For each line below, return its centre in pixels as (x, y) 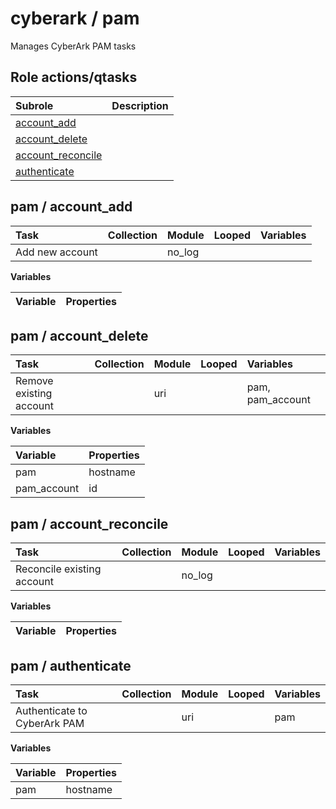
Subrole (34, 105)
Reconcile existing (58, 569)
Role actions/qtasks (74, 77)
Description (140, 105)
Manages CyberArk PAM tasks (73, 46)
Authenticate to (51, 710)
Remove (34, 381)
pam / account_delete (79, 335)
